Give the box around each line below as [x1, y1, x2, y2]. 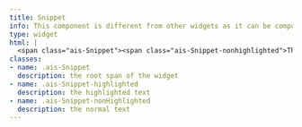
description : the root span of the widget [17, 72, 179, 80]
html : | [9, 38, 39, 47]
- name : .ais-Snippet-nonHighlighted [9, 96, 151, 106]
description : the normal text [17, 105, 130, 114]
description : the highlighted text [17, 88, 151, 97]
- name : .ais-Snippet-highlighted [9, 80, 139, 89]
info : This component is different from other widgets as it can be [9, 21, 271, 30]
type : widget [9, 30, 58, 38]
